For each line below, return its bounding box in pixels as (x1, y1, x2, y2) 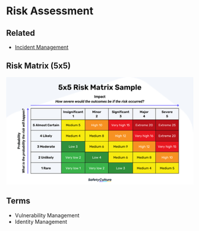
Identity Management (14, 218, 67, 225)
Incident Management (14, 43, 69, 51)
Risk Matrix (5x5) (6, 61, 71, 71)
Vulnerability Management (14, 211, 80, 218)
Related (6, 28, 36, 38)
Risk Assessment (6, 4, 94, 18)
